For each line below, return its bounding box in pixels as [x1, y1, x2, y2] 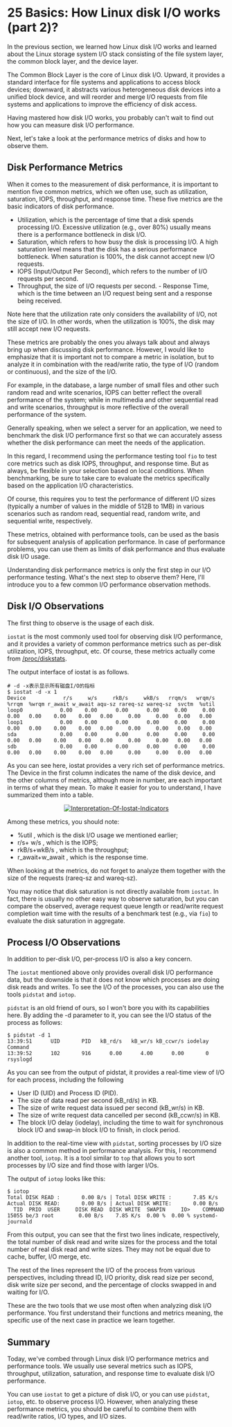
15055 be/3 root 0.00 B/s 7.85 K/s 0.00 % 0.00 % [7, 1212, 190, 1219]
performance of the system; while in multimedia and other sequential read [7, 395, 219, 404]
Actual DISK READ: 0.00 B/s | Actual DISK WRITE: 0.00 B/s [7, 1200, 218, 1208]
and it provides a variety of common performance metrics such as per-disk [7, 639, 222, 648]
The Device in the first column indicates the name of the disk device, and [7, 769, 216, 777]
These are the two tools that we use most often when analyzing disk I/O [7, 1302, 212, 1310]
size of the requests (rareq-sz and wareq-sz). [7, 874, 138, 882]
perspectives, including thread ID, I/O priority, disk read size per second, [7, 1273, 215, 1282]
